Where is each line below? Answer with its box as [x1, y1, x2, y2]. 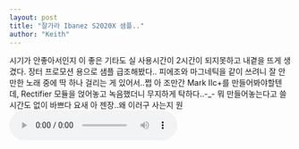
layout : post [9, 12, 58, 22]
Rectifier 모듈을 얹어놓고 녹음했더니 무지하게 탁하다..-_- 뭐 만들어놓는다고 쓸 [21, 88, 287, 99]
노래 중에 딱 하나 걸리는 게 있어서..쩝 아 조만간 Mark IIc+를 [25, 78, 230, 88]
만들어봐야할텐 [231, 78, 283, 88]
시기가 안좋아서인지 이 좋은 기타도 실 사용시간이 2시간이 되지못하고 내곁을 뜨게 [9, 55, 282, 66]
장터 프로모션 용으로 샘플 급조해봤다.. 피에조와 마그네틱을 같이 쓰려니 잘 [28, 66, 277, 77]
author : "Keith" [9, 29, 70, 38]
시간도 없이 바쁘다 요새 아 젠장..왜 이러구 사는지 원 [9, 100, 184, 111]
